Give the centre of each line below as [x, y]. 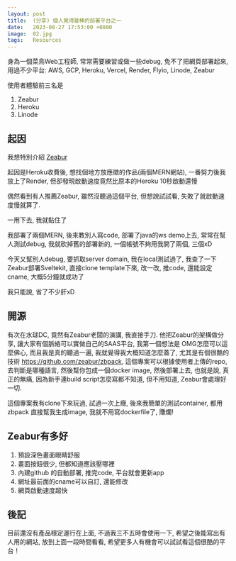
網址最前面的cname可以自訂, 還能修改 [73, 481]
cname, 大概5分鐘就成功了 [46, 277]
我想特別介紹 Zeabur [38, 157]
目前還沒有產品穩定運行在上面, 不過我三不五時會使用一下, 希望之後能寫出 [113, 533]
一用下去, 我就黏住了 [37, 220]
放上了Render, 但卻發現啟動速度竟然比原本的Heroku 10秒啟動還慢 [102, 181]
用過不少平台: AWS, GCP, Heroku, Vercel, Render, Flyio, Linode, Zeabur [111, 70]
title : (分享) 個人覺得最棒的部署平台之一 [64, 21]
